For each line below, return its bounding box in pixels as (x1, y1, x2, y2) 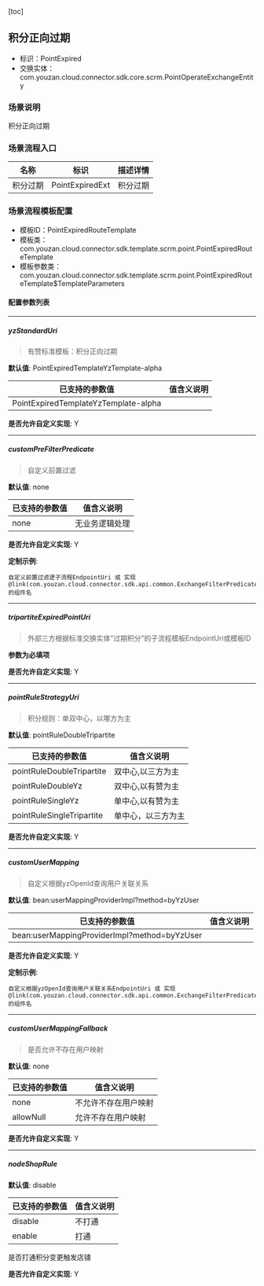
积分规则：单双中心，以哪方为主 (27, 713, 131, 722)
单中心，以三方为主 (113, 810, 185, 821)
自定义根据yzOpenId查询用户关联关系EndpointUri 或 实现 (8, 984, 176, 993)
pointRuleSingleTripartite (12, 810, 104, 821)
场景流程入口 (8, 143, 57, 154)
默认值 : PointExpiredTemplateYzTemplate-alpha (8, 363, 163, 373)
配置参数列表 (8, 298, 49, 307)
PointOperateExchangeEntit (164, 72, 254, 82)
